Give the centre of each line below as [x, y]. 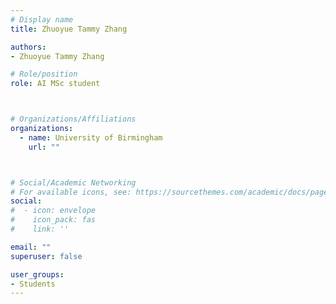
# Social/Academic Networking [73, 182]
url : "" [44, 147]
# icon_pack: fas [53, 220]
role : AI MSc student [55, 84]
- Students [33, 284]
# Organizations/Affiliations [73, 119]
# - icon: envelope [53, 211]
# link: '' [40, 229]
